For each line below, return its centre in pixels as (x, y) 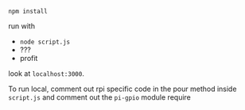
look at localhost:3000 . (47, 74)
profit (29, 58)
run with (22, 26)
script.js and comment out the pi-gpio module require (99, 97)
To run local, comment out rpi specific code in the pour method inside (122, 89)
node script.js (45, 42)
